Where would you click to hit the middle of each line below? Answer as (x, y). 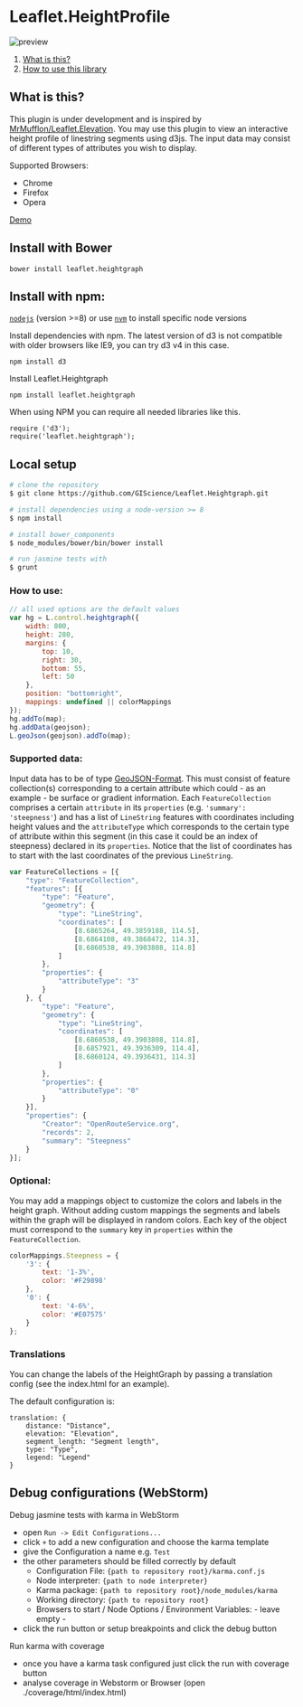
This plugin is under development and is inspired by (105, 118)
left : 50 (58, 677)
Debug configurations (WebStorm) (109, 1493)
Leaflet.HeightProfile (90, 17)
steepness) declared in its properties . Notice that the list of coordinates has (151, 845)
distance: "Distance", (68, 1426)
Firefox (36, 193)
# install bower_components (62, 534)
